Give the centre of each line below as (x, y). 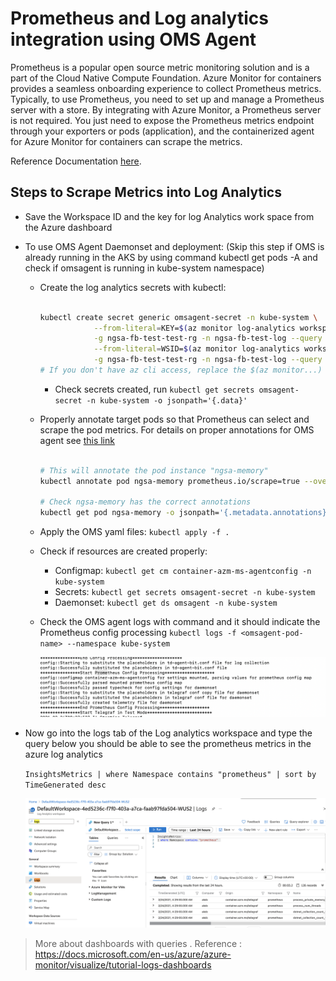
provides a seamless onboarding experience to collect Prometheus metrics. (166, 88)
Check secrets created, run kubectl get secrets (154, 389)
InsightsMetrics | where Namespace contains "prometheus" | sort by (170, 775)
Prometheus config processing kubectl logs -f (138, 633)
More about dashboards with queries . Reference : (138, 943)
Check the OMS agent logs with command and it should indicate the (180, 622)
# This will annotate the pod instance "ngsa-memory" (154, 470)
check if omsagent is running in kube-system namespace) (144, 268)
